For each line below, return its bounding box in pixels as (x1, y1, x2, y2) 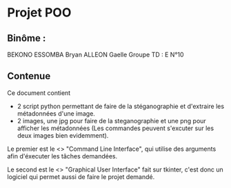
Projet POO (7, 5, 72, 21)
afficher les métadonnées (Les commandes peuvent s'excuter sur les (17, 124, 214, 132)
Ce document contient (7, 88, 71, 97)
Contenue (7, 70, 51, 82)
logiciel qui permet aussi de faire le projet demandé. (7, 172, 155, 180)
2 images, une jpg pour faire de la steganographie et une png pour (17, 116, 207, 125)
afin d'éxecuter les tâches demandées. (7, 152, 118, 160)
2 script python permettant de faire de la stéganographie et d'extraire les (17, 102, 225, 110)
